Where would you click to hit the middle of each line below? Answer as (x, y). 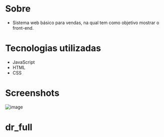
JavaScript (24, 62)
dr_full (19, 127)
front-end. (23, 28)
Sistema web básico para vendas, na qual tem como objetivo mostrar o (86, 23)
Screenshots (32, 93)
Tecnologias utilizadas (53, 48)
